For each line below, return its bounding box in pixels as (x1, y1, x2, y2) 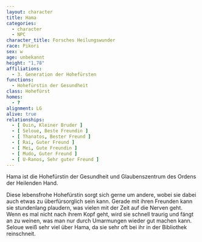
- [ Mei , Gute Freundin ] (12, 144, 78, 151)
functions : (6, 77, 34, 83)
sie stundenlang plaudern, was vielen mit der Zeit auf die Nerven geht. (6, 204, 183, 212)
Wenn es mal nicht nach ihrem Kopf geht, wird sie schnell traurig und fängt (6, 211, 193, 218)
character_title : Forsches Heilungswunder (6, 37, 116, 43)
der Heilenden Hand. (6, 179, 58, 187)
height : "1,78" (6, 60, 45, 66)
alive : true (6, 111, 37, 117)
